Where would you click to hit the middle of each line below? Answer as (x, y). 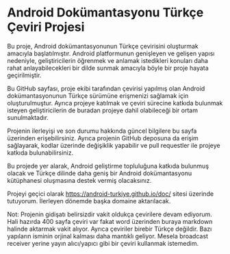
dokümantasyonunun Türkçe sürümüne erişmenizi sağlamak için (98, 96)
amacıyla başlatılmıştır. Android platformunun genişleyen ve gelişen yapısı (111, 53)
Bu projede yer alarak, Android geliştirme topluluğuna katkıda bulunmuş (108, 166)
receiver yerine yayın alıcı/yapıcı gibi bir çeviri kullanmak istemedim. (103, 243)
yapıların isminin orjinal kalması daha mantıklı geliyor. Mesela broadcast (108, 236)
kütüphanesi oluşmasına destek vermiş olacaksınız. (79, 180)
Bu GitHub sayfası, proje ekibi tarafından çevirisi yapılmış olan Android (106, 88)
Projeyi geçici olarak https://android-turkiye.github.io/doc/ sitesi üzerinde (111, 194)
